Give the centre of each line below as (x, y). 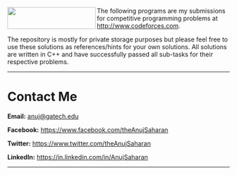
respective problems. (38, 62)
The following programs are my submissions (161, 11)
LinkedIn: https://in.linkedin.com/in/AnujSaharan (78, 157)
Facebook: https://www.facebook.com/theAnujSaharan (88, 129)
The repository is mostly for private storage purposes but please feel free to (118, 39)
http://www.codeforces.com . (139, 26)
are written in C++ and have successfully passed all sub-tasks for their (110, 54)
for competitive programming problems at (157, 18)
